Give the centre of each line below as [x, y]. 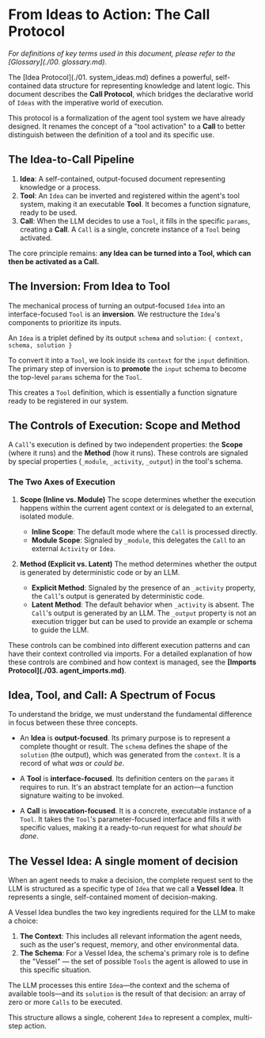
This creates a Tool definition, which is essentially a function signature [123, 392]
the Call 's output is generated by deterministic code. [118, 596]
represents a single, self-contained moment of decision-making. [113, 897]
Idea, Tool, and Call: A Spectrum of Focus [112, 695]
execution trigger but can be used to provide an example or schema [142, 621]
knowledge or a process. [60, 187]
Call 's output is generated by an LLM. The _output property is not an [144, 613]
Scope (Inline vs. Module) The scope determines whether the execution [137, 499]
